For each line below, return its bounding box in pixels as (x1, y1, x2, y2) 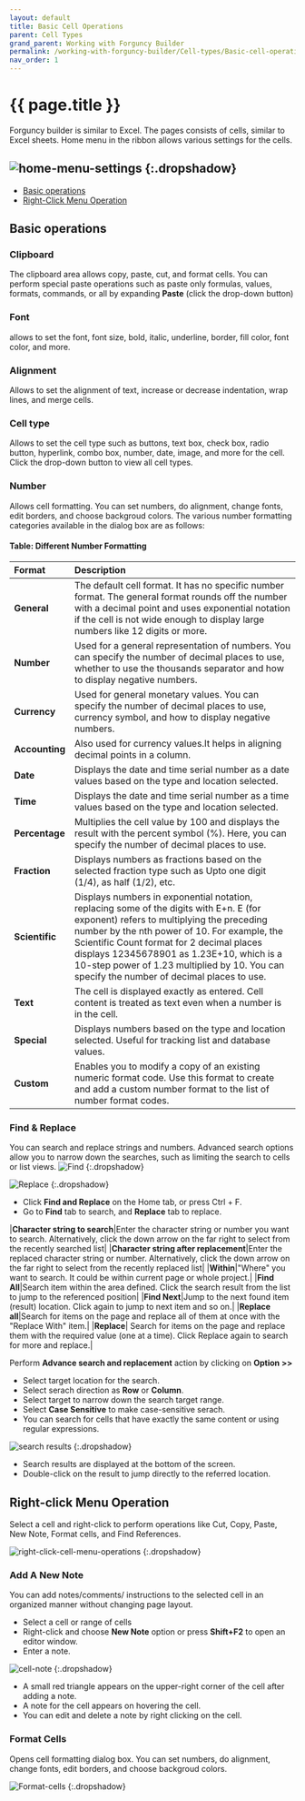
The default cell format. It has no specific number (74, 579, 284, 591)
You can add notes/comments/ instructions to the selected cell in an (9, 1589, 264, 1601)
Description (74, 563, 126, 576)
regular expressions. (22, 1424, 100, 1434)
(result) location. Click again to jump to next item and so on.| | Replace (9, 1302, 271, 1313)
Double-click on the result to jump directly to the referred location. (22, 1468, 271, 1479)
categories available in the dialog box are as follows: (9, 519, 205, 530)
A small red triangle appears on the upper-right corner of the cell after (22, 1681, 285, 1692)
